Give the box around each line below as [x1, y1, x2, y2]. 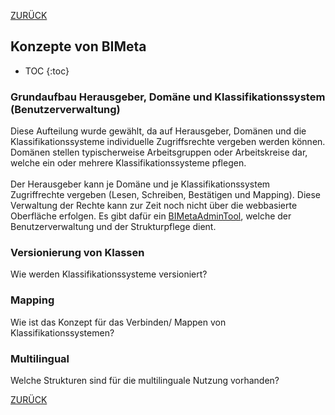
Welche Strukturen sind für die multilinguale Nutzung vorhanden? [10, 375, 280, 386]
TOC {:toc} [24, 65, 70, 77]
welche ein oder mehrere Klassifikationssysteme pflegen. [10, 157, 247, 169]
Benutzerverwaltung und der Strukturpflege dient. [10, 221, 217, 233]
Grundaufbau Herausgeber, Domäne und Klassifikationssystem [10, 90, 326, 104]
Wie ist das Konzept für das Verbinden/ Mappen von [10, 316, 227, 328]
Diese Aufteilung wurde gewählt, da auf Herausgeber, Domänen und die [10, 125, 307, 137]
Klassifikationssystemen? [10, 326, 115, 339]
